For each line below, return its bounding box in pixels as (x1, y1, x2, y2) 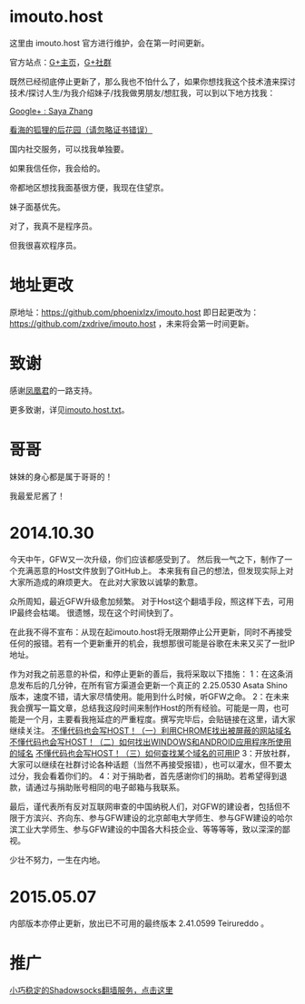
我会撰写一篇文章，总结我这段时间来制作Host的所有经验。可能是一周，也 (9, 702, 281, 713)
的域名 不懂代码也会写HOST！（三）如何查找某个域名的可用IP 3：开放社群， (9, 747, 295, 758)
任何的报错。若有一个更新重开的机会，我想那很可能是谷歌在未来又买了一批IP (9, 638, 295, 648)
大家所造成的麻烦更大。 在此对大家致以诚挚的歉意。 (9, 576, 202, 587)
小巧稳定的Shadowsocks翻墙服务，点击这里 (9, 984, 174, 995)
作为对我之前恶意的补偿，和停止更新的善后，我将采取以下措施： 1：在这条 (9, 668, 286, 679)
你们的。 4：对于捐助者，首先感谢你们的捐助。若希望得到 (64, 770, 280, 781)
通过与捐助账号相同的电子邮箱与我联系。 (33, 782, 184, 793)
